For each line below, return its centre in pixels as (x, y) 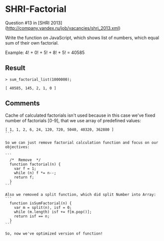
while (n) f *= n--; (35, 173)
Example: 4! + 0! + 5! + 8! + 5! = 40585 (45, 52)
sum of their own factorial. (32, 43)
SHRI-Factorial (36, 9)
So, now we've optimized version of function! (54, 234)
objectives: (17, 147)
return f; (24, 177)
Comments (23, 103)
